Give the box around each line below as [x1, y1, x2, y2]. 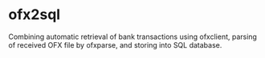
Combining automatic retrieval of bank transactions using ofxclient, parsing [8, 32, 257, 41]
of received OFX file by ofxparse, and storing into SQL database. [8, 40, 222, 49]
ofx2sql [8, 6, 61, 24]
